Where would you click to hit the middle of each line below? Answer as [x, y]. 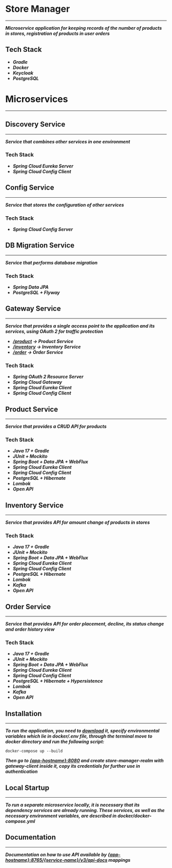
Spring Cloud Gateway [37, 382]
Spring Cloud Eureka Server [43, 166]
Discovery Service [35, 125]
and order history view [30, 629]
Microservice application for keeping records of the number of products [84, 28]
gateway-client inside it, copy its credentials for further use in [73, 766]
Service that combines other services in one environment [68, 141]
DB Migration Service [40, 245]
